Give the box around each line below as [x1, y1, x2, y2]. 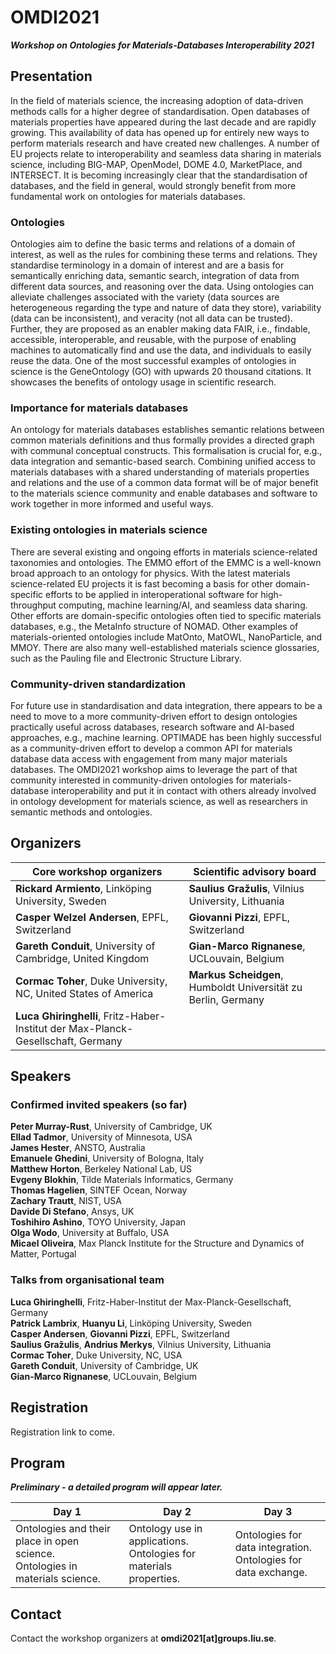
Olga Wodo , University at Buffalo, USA [10, 1227, 170, 1239]
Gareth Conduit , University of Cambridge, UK [10, 1359, 199, 1371]
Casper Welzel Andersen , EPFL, [15, 910, 169, 924]
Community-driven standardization [10, 677, 187, 691]
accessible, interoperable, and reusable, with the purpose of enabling [10, 334, 297, 346]
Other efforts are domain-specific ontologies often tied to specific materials [10, 609, 322, 621]
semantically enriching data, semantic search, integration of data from [10, 270, 300, 282]
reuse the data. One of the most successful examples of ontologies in [10, 355, 297, 367]
